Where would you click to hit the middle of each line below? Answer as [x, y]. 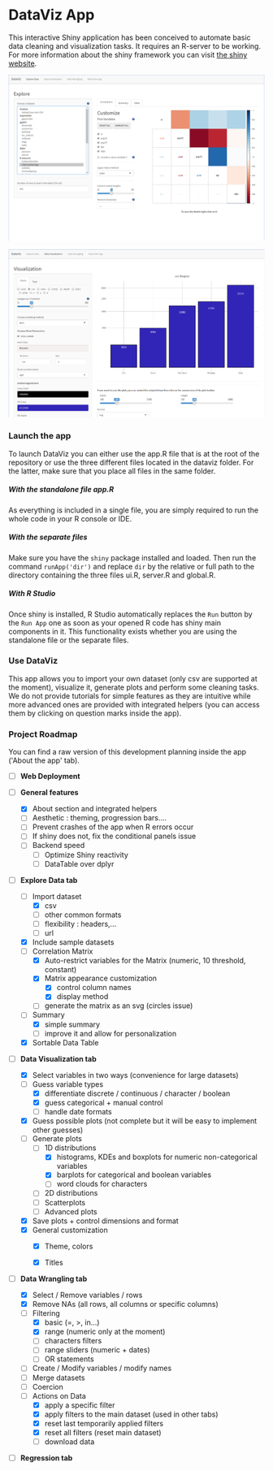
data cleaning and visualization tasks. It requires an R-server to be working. [135, 45]
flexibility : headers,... [80, 924]
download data [69, 1441]
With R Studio [32, 594]
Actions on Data [59, 1395]
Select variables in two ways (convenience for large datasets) [135, 1075]
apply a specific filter [80, 1405]
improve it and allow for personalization [110, 1033]
